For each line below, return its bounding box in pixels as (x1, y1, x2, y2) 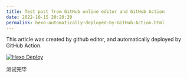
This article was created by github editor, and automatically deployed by (6, 36, 182, 43)
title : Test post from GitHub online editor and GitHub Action (6, 8, 165, 15)
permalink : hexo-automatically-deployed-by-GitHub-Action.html (6, 19, 165, 25)
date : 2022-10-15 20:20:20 (6, 14, 73, 20)
